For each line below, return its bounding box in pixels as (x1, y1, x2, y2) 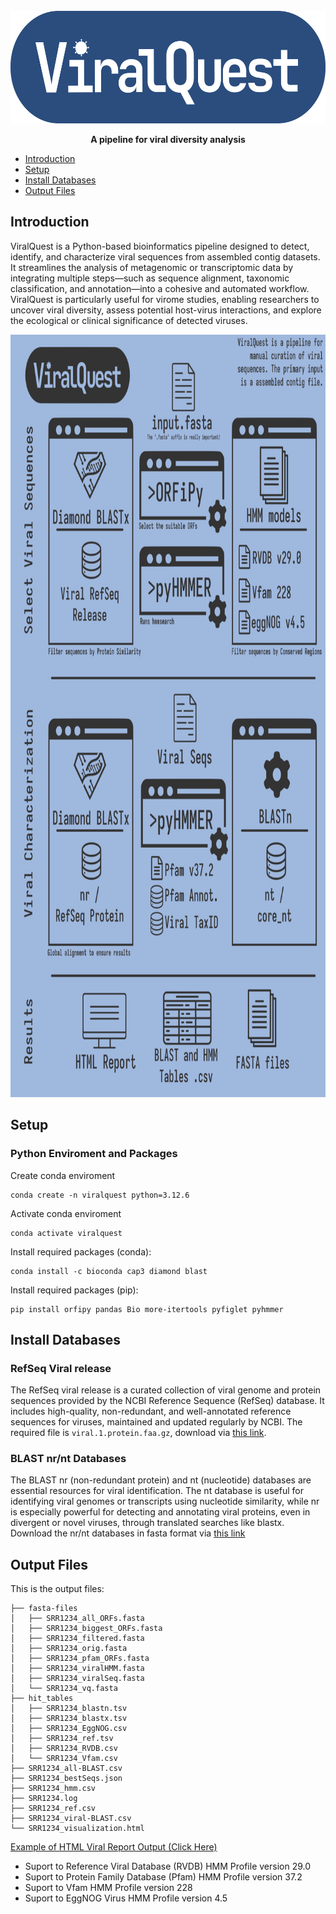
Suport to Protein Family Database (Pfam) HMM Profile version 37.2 (24, 1871, 303, 1883)
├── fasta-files (10, 1604, 78, 1614)
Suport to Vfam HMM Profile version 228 (24, 1882, 193, 1894)
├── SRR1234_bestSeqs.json (10, 1774, 123, 1784)
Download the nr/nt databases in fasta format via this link (10, 1527, 246, 1539)
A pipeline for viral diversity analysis (90, 134, 246, 145)
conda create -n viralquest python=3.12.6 (10, 1190, 190, 1200)
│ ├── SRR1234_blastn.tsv (10, 1704, 128, 1714)
